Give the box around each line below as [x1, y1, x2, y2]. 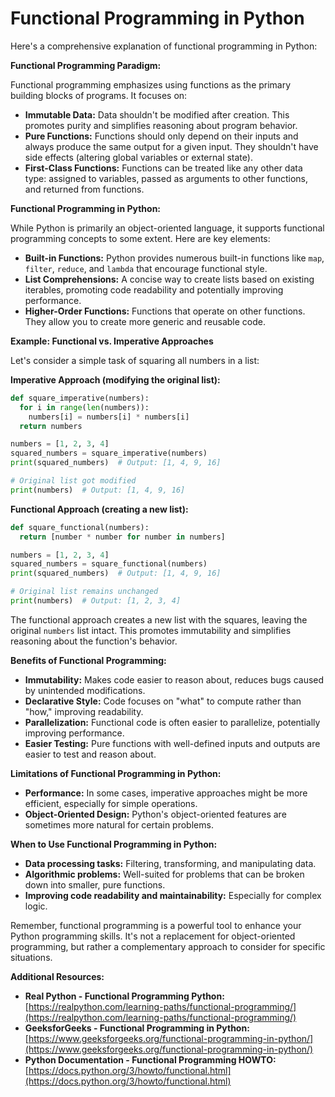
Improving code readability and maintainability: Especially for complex [24, 889, 322, 901]
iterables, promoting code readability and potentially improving [24, 283, 284, 296]
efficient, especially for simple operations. [24, 797, 198, 809]
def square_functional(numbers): [10, 522, 150, 532]
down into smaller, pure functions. [24, 878, 166, 891]
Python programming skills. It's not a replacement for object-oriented [10, 930, 296, 942]
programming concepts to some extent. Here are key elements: [10, 232, 271, 244]
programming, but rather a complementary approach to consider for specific [10, 940, 326, 952]
